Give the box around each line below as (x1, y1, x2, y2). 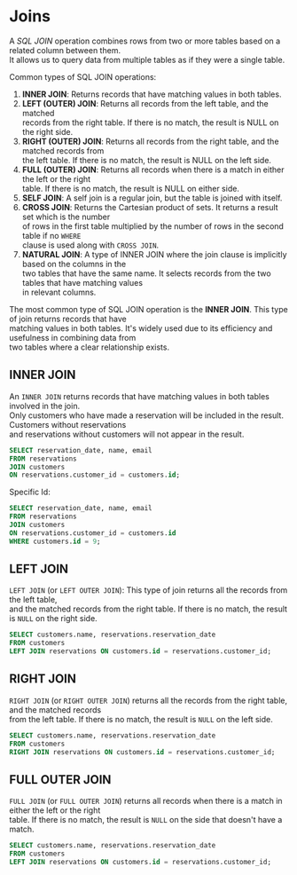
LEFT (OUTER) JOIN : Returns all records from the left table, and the (21, 98, 269, 108)
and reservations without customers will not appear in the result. (9, 429, 245, 439)
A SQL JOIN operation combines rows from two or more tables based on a (9, 35, 281, 46)
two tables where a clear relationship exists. (9, 342, 170, 352)
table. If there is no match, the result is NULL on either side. (21, 183, 239, 193)
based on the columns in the (21, 258, 127, 269)
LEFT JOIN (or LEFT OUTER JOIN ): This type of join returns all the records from (9, 585, 288, 595)
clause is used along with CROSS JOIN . (21, 240, 160, 250)
